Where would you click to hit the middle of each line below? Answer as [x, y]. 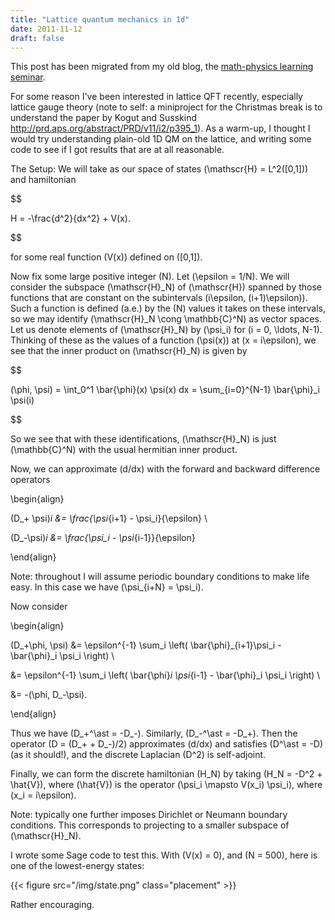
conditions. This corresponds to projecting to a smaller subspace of [150, 825]
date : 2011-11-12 [46, 29]
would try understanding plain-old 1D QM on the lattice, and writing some [161, 139]
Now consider [39, 607]
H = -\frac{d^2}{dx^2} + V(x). [70, 218]
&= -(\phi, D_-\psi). [49, 695]
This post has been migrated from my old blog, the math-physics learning [162, 67]
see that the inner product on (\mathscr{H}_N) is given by [129, 351]
